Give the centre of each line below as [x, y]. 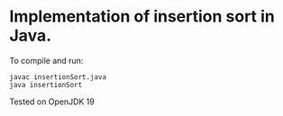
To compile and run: [46, 60]
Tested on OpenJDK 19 [52, 102]
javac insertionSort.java [58, 77]
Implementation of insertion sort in [142, 17]
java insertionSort [46, 85]
